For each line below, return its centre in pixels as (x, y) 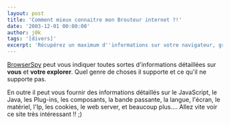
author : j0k (24, 32)
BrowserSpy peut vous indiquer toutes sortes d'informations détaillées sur (112, 65)
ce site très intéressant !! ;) (44, 114)
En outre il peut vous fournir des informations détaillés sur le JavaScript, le (112, 92)
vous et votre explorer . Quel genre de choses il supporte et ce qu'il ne (107, 72)
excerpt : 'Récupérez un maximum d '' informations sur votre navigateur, (111, 45)
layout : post (26, 13)
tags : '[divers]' (32, 39)
